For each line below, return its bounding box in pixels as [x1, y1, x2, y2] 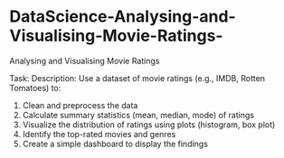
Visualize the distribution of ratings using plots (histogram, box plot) [22, 119, 276, 130]
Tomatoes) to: [9, 82, 62, 93]
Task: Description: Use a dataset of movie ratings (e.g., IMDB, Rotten [9, 72, 265, 83]
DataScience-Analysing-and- [9, 6, 237, 27]
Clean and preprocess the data [22, 99, 138, 110]
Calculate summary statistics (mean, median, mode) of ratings [22, 109, 255, 120]
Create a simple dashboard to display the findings [22, 138, 208, 149]
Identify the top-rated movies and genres [22, 128, 176, 139]
